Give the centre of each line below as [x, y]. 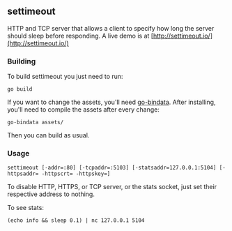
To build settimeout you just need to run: [65, 77]
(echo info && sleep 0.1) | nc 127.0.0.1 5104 [76, 221]
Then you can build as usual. [48, 135]
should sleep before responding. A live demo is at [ [80, 36]
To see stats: [25, 208]
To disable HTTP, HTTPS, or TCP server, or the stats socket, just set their [112, 187]
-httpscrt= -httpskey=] [76, 174]
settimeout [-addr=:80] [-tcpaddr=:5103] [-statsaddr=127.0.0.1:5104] [112, 168]
